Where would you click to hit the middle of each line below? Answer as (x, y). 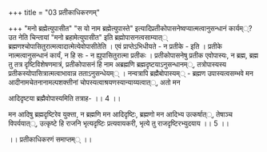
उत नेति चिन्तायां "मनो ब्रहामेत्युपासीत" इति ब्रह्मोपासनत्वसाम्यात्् (88, 37)
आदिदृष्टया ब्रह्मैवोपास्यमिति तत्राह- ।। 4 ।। (65, 98)
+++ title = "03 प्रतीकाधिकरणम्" (54, 12)
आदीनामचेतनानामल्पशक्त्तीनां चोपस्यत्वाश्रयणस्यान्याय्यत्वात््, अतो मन (94, 82)
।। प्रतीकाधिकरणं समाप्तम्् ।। (50, 139)
